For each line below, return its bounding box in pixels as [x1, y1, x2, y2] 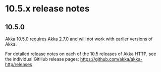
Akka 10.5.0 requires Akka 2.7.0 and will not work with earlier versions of [5, 36, 153, 42]
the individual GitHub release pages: [5, 56, 79, 62]
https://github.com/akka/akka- [80, 56, 143, 62]
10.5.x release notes [5, 3, 90, 14]
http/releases [5, 62, 32, 67]
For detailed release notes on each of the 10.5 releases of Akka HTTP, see [5, 51, 157, 57]
